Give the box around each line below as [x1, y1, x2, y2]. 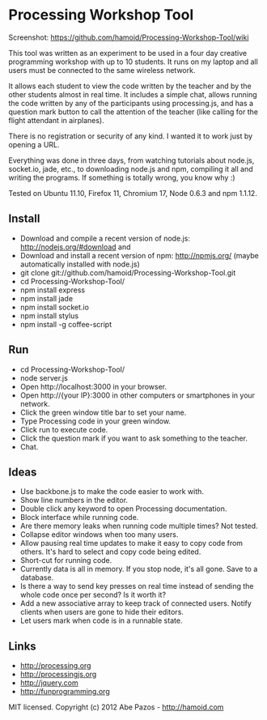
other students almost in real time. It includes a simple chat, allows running [8, 89, 257, 99]
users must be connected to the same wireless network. [8, 65, 196, 75]
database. [19, 573, 54, 582]
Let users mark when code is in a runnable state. [19, 616, 183, 625]
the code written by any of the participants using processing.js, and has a [8, 98, 253, 108]
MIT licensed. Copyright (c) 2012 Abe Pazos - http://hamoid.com [8, 702, 224, 712]
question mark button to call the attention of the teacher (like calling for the [8, 107, 259, 117]
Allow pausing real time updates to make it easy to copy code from [19, 539, 244, 548]
